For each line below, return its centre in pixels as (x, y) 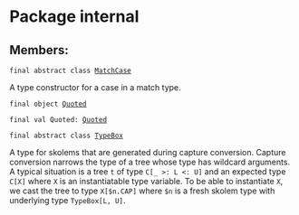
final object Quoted (48, 104)
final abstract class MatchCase (70, 70)
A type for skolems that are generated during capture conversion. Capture (148, 152)
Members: (39, 50)
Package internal (74, 17)
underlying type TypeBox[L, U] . (68, 200)
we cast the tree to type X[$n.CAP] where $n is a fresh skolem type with (142, 191)
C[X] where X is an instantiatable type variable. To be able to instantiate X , (146, 181)
